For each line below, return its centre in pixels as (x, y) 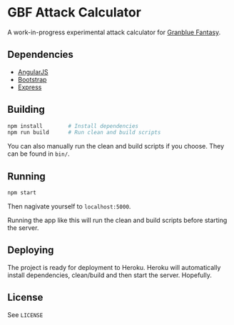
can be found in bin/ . (39, 154)
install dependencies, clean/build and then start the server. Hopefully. (110, 275)
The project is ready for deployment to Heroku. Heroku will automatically (114, 267)
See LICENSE (25, 314)
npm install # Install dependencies (73, 126)
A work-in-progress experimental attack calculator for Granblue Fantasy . (114, 32)
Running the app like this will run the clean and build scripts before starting (117, 220)
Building (26, 110)
